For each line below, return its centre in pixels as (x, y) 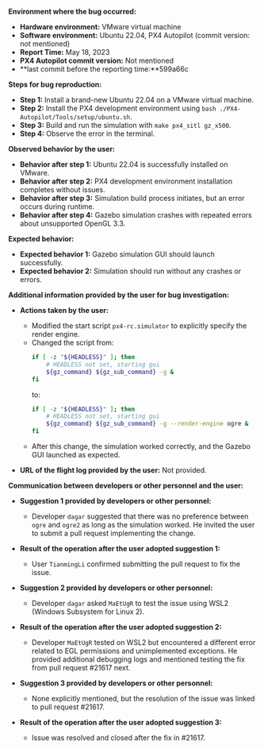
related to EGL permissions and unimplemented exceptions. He (134, 651)
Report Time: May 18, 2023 (65, 52)
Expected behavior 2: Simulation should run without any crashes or (130, 271)
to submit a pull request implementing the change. (113, 533)
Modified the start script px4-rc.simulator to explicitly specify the (139, 326)
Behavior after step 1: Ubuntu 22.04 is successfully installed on (124, 164)
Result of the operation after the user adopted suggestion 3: (121, 722)
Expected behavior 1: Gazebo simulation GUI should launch (117, 254)
